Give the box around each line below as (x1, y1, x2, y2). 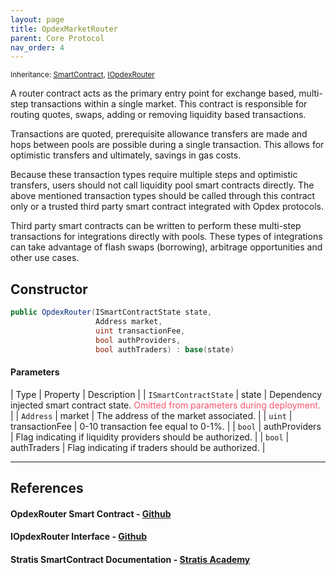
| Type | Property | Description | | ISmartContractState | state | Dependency (10, 388, 322, 400)
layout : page (10, 14, 65, 25)
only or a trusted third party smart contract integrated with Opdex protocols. (10, 201, 324, 213)
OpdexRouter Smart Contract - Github (10, 507, 172, 520)
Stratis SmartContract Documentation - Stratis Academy (10, 553, 251, 565)
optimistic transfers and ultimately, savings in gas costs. (10, 149, 242, 161)
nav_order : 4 (10, 42, 65, 53)
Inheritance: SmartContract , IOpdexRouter (10, 70, 155, 80)
